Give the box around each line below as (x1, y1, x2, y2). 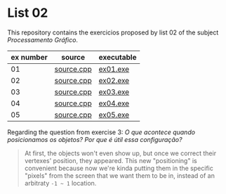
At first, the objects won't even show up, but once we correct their (24, 149, 216, 157)
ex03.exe (98, 86, 130, 96)
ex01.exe (98, 64, 130, 74)
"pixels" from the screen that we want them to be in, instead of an (24, 171, 215, 180)
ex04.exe (98, 98, 130, 108)
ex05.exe (98, 110, 130, 119)
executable (98, 52, 137, 62)
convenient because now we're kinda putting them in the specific (24, 164, 214, 172)
